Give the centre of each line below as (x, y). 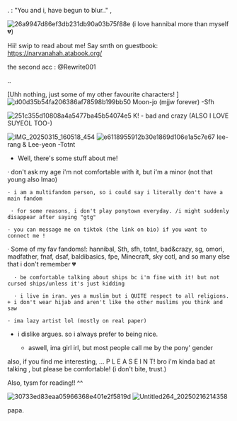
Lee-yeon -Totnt (52, 144)
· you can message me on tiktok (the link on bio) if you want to (107, 230)
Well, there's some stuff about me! (68, 158)
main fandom (25, 198)
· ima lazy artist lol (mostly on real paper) (77, 321)
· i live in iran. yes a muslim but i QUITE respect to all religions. (122, 296)
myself (219, 24)
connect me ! (27, 236)
